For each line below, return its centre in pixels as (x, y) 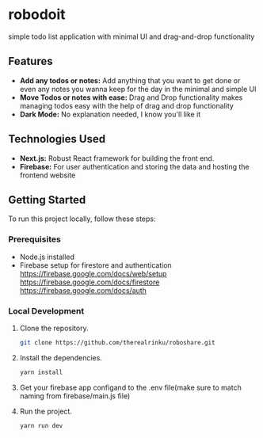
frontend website (48, 175)
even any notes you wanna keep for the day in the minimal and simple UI (138, 89)
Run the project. (46, 411)
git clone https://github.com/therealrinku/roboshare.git (117, 342)
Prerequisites (34, 239)
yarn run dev (41, 425)
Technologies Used (57, 139)
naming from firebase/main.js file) (75, 396)
